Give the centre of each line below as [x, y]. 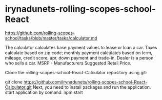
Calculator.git [18, 87]
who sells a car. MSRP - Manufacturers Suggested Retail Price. [68, 63]
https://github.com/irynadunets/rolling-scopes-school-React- [85, 82]
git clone [14, 82]
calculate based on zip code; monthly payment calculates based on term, [79, 53]
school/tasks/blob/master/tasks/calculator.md [51, 38]
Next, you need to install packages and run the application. [92, 87]
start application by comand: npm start [44, 92]
